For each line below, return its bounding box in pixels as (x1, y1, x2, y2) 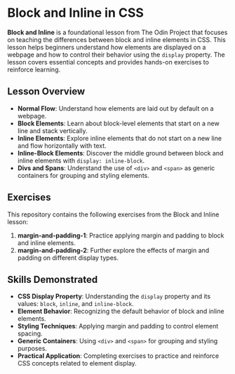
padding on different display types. (17, 254, 119, 262)
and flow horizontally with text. (17, 141, 107, 150)
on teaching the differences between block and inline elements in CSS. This (7, 35, 226, 43)
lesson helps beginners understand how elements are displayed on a (7, 43, 206, 51)
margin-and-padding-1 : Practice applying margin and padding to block (17, 231, 224, 240)
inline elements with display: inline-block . (17, 156, 145, 165)
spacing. (17, 329, 43, 338)
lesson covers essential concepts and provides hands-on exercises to (7, 57, 209, 66)
